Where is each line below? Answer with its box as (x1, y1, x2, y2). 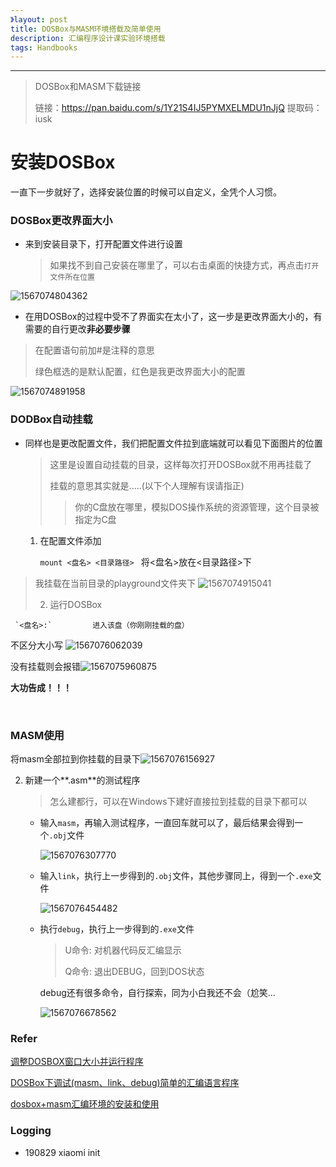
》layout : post (10, 14, 68, 25)
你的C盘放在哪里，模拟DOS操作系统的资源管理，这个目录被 (74, 501, 320, 513)
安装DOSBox (10, 151, 116, 174)
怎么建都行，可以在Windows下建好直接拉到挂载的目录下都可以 (49, 796, 308, 808)
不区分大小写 (10, 639, 63, 651)
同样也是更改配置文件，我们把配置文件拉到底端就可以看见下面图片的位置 (24, 437, 323, 449)
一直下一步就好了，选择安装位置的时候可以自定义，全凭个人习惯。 (10, 186, 282, 198)
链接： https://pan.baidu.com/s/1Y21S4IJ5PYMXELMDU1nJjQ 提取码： (34, 102, 323, 114)
